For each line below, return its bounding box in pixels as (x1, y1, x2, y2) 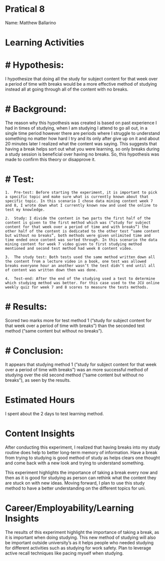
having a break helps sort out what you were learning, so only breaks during (5, 146, 160, 152)
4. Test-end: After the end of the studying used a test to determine (5, 276, 155, 281)
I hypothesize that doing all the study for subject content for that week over (5, 76, 158, 82)
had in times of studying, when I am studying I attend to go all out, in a (5, 125, 148, 131)
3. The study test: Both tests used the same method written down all (5, 255, 155, 260)
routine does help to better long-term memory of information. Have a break (5, 449, 158, 455)
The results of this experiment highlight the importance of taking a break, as (5, 529, 159, 535)
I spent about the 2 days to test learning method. (5, 410, 104, 417)
